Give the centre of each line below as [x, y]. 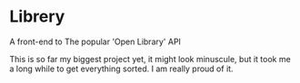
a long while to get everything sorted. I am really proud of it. [121, 69]
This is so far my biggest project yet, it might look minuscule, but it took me [150, 59]
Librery [37, 17]
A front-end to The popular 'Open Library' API [95, 41]
